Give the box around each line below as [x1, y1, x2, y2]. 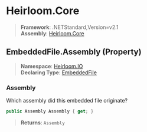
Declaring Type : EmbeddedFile [20, 69, 97, 76]
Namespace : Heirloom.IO [20, 62, 83, 70]
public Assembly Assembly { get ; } [6, 108, 94, 114]
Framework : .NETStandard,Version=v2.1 [20, 24, 119, 31]
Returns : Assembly [20, 119, 65, 126]
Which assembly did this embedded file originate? [6, 97, 128, 104]
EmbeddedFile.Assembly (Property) [6, 47, 142, 57]
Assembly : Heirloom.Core [20, 29, 84, 37]
